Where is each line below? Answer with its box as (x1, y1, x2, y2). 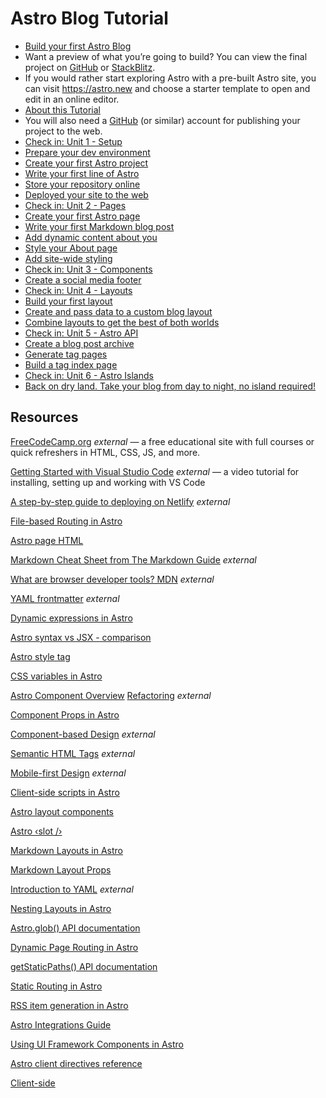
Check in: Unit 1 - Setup (24, 135, 123, 147)
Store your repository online (24, 178, 141, 190)
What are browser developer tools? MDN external (10, 573, 215, 585)
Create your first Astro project (24, 157, 149, 169)
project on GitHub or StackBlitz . (24, 61, 156, 73)
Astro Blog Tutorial (10, 7, 169, 30)
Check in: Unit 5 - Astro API (24, 327, 139, 339)
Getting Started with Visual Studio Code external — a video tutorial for (10, 465, 300, 477)
